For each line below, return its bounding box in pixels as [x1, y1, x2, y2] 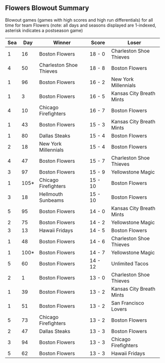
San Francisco [111, 300, 144, 306]
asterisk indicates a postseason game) [5, 27, 83, 33]
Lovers [111, 305, 127, 312]
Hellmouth [39, 190, 63, 197]
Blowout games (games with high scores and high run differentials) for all [5, 17, 153, 23]
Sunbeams [39, 197, 64, 204]
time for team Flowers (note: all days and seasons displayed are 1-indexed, [5, 22, 156, 28]
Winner [53, 39, 71, 46]
